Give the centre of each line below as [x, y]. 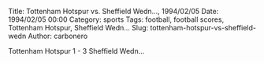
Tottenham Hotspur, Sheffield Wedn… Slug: [78, 28]
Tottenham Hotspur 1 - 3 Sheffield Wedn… [76, 51]
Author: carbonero [58, 36]
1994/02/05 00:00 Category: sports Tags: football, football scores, [116, 19]
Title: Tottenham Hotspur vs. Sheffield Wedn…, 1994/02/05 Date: [113, 11]
